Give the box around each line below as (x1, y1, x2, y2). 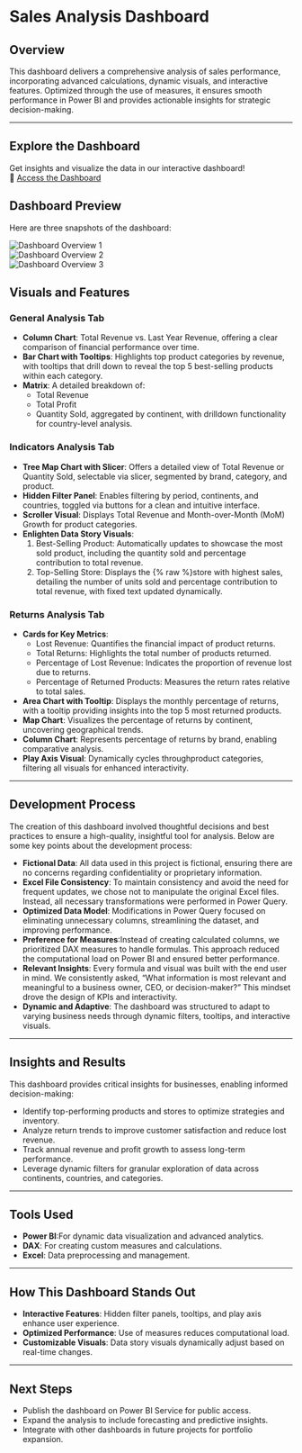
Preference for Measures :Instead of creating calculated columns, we (22, 934, 280, 944)
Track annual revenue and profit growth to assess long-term (22, 1143, 245, 1154)
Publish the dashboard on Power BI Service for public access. (22, 1404, 252, 1415)
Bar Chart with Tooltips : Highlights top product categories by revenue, (22, 351, 285, 362)
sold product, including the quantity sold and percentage (35, 547, 247, 558)
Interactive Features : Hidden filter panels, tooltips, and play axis (22, 1308, 262, 1320)
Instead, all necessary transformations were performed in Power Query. (22, 896, 289, 907)
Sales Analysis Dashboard (9, 6, 209, 27)
